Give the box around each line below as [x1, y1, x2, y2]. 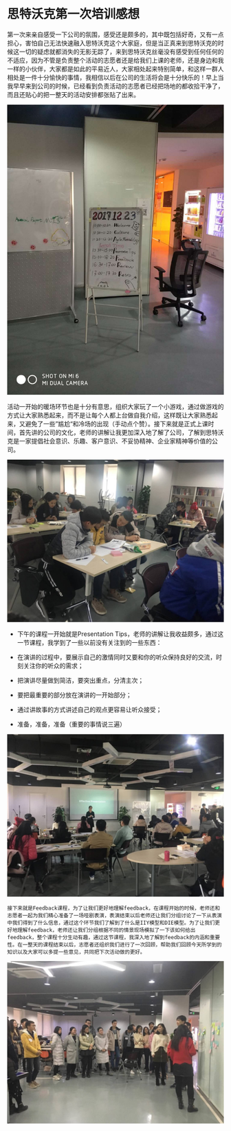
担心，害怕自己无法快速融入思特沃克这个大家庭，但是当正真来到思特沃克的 [7, 39, 218, 47]
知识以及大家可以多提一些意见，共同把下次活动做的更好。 [7, 948, 146, 956]
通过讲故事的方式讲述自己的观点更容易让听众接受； [16, 705, 162, 714]
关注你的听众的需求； [23, 661, 84, 670]
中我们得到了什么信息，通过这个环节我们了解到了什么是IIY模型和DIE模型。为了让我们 [7, 919, 215, 926]
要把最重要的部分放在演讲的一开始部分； [16, 690, 132, 699]
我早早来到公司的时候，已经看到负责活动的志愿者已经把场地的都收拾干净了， [7, 82, 224, 90]
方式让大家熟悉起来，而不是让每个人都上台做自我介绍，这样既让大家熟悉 [7, 410, 212, 419]
